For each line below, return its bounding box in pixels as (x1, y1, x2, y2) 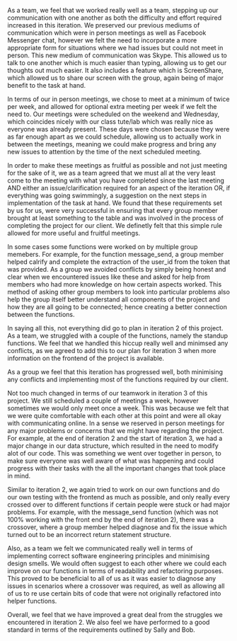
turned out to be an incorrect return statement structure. (7, 531, 172, 538)
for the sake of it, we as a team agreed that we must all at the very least (7, 169, 216, 177)
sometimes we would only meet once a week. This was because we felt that (7, 404, 229, 412)
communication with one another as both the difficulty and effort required (7, 13, 222, 22)
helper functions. (7, 597, 57, 605)
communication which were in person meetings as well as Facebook (7, 28, 207, 37)
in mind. (7, 472, 31, 480)
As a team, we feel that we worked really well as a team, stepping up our (7, 6, 219, 14)
